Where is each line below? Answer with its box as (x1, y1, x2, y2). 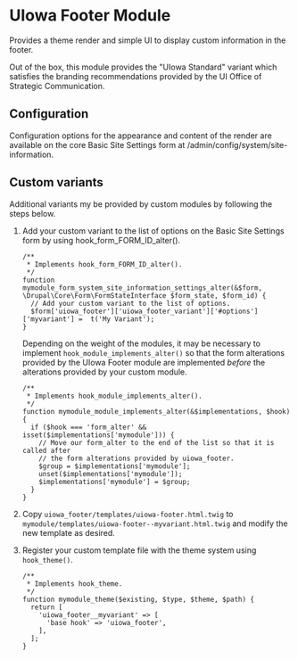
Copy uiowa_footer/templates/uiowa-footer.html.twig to (21, 508, 234, 519)
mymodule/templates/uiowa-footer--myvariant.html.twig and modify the (21, 518, 288, 529)
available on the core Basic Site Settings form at (9, 139, 186, 150)
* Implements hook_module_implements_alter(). (26, 391, 203, 400)
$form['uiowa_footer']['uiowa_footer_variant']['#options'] (30, 307, 259, 316)
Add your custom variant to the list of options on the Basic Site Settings (21, 225, 285, 236)
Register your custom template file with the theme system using (21, 545, 257, 556)
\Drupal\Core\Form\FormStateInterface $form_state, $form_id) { (21, 291, 267, 300)
